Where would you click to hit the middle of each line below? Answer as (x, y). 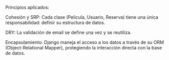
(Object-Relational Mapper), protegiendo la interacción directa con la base (84, 48)
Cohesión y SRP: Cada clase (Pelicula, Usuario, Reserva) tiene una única (82, 17)
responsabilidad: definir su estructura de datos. (55, 23)
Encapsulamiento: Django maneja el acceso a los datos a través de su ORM (85, 42)
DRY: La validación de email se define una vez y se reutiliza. (68, 32)
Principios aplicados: (27, 7)
